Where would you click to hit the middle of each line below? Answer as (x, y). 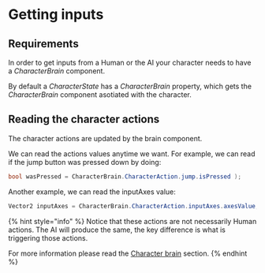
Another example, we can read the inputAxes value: (92, 192)
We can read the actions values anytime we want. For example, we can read (132, 153)
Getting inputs (56, 15)
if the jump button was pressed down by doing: (85, 162)
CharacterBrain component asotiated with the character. (100, 95)
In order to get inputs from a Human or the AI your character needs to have (130, 62)
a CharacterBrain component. (56, 71)
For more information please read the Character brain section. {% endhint (128, 253)
